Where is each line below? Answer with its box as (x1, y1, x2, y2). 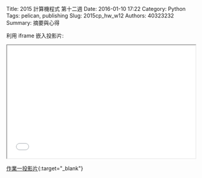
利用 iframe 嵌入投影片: (6, 32, 65, 39)
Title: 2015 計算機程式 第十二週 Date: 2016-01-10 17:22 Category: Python (6, 5, 186, 12)
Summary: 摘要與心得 (6, 19, 60, 26)
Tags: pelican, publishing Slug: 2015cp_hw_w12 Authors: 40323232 (6, 12, 174, 19)
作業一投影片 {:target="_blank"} (6, 165, 83, 172)
